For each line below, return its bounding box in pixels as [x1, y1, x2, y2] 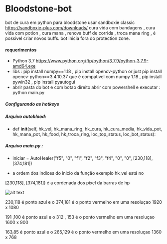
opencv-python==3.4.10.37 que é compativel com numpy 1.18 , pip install [12, 74, 162, 80]
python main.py [12, 90, 45, 96]
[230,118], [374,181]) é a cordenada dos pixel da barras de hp [5, 180, 130, 186]
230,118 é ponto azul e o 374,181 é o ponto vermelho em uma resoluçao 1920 [5, 199, 162, 205]
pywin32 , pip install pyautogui [12, 79, 76, 85]
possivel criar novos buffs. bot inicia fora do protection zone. [5, 35, 130, 41]
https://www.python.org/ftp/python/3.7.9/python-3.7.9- [35, 58, 149, 64]
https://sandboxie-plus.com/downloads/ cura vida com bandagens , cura [5, 24, 156, 30]
